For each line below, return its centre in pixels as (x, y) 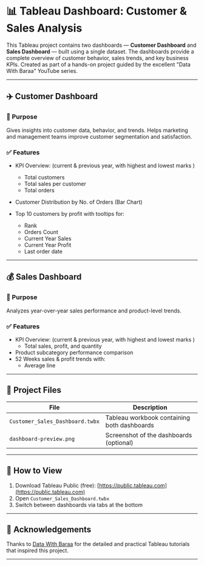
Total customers (44, 177)
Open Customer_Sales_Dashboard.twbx (62, 498)
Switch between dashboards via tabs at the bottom (79, 505)
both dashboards (130, 425)
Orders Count (41, 232)
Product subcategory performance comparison (74, 352)
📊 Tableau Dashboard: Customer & (97, 11)
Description (150, 407)
